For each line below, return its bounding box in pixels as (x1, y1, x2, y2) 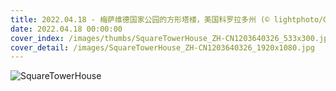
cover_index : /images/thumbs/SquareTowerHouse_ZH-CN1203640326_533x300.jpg (10, 33, 333, 43)
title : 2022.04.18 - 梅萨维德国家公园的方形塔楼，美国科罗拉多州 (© (10, 14, 270, 25)
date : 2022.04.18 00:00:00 (10, 24, 123, 34)
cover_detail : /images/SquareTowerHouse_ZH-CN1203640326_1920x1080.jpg (10, 42, 315, 53)
